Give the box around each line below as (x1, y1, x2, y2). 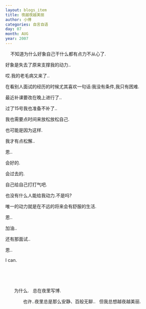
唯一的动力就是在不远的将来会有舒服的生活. (5, 203, 97, 209)
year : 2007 (5, 36, 29, 42)
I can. (5, 257, 17, 263)
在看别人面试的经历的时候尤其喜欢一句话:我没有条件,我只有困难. (5, 83, 140, 90)
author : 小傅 (5, 17, 32, 22)
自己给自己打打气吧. (5, 181, 48, 188)
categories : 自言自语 (5, 22, 49, 27)
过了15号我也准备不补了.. (5, 105, 58, 111)
